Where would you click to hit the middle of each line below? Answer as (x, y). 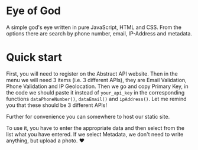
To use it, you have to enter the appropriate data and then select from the (95, 128)
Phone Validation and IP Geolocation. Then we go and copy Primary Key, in (98, 86)
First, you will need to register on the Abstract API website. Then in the (92, 74)
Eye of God (33, 11)
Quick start (34, 58)
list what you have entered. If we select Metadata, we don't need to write (95, 134)
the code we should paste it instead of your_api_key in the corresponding (95, 92)
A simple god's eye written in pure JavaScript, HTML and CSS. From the (94, 27)
